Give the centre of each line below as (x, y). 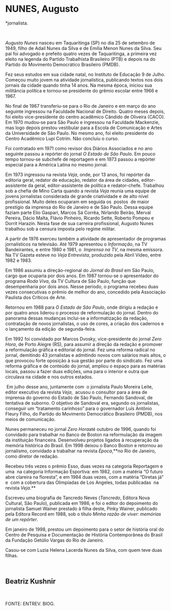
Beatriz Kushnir (31, 582)
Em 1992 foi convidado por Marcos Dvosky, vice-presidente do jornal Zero (83, 339)
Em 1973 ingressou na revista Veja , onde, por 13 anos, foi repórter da (78, 175)
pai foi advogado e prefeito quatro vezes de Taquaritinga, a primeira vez (81, 54)
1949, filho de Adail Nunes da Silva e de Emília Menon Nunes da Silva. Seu (83, 48)
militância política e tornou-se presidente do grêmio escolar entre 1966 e (82, 90)
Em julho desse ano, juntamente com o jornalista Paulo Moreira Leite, (80, 386)
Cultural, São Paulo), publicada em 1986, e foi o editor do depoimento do (82, 503)
